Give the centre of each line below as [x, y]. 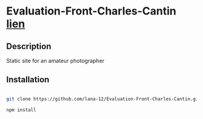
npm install [21, 110]
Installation [28, 80]
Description [29, 46]
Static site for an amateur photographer [55, 61]
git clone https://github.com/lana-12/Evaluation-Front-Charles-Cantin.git [104, 99]
